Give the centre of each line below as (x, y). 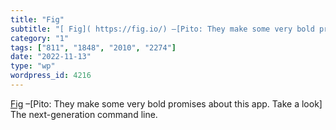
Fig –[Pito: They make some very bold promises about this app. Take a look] (166, 103)
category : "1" (40, 38)
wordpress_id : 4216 (51, 76)
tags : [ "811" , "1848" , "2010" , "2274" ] (93, 47)
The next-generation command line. (84, 114)
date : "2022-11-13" (51, 57)
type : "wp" (33, 66)
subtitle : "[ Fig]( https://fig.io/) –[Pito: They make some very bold (162, 29)
